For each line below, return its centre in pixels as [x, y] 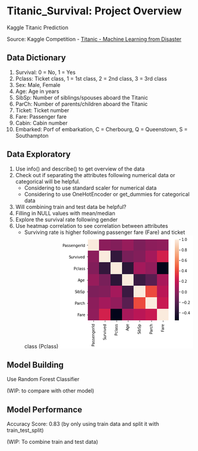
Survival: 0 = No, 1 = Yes [45, 72]
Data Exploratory [39, 154]
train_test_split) [25, 430]
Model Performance [45, 410]
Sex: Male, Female [38, 85]
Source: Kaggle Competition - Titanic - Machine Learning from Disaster [94, 39]
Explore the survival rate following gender [67, 220]
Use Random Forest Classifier [43, 379]
